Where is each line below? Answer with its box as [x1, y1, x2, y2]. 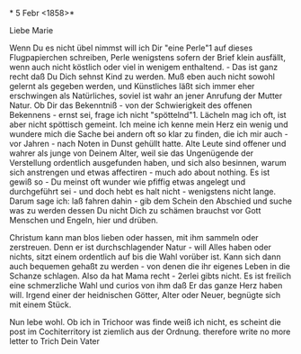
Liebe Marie [9, 25, 54, 35]
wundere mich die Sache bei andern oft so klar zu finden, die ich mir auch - [9, 129, 289, 139]
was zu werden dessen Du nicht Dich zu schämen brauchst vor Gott [9, 205, 261, 215]
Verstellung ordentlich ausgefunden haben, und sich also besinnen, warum [9, 158, 287, 168]
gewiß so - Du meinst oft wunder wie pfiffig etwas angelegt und [9, 177, 245, 187]
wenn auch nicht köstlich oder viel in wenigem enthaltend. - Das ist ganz [9, 62, 279, 72]
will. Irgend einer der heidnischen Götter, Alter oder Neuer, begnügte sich [9, 290, 281, 300]
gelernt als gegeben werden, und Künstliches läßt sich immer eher [9, 81, 255, 91]
